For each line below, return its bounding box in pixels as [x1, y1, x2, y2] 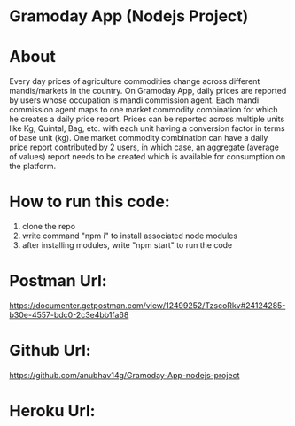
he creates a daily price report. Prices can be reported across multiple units [9, 113, 285, 125]
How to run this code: [9, 192, 170, 212]
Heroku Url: [9, 401, 96, 422]
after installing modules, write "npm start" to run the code [21, 240, 233, 251]
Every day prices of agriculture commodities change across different [9, 76, 260, 87]
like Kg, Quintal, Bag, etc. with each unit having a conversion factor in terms [9, 123, 285, 134]
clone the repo [21, 221, 76, 232]
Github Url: [9, 341, 91, 360]
